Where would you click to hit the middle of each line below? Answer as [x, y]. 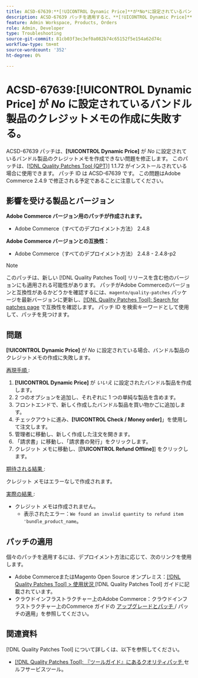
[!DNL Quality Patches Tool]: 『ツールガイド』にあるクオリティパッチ [98, 661]
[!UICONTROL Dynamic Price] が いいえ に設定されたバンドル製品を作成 [103, 383]
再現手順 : [18, 370]
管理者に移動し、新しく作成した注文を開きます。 [74, 435]
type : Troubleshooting [34, 34]
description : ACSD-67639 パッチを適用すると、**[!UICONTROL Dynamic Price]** [99, 17]
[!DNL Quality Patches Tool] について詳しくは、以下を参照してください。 [94, 649]
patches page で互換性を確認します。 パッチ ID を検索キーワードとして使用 [98, 307]
